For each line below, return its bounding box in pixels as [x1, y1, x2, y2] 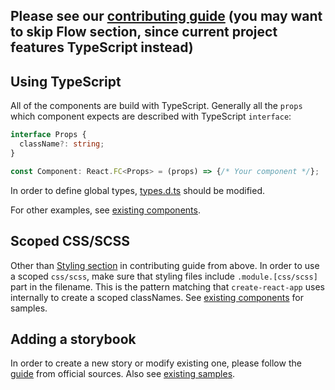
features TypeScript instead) [10, 39, 194, 56]
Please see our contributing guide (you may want [10, 8, 323, 25]
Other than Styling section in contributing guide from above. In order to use [10, 259, 320, 271]
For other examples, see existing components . [10, 204, 201, 216]
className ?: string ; [19, 139, 105, 149]
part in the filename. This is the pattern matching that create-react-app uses [10, 280, 325, 293]
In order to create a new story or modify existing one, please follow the [10, 357, 302, 369]
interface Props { [10, 130, 87, 140]
